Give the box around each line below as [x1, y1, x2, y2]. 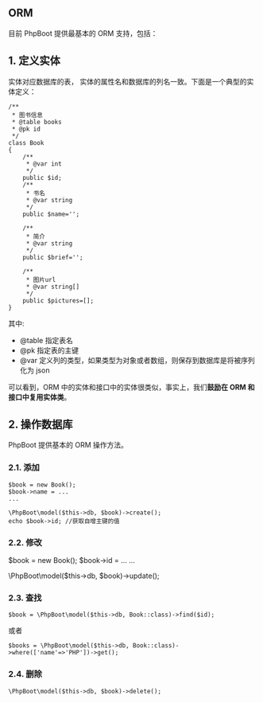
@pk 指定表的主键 [19, 346, 79, 355]
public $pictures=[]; [22, 296, 94, 305]
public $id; [22, 174, 62, 182]
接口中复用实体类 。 [8, 392, 72, 401]
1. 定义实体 [8, 54, 61, 68]
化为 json [19, 365, 50, 375]
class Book [8, 139, 44, 146]
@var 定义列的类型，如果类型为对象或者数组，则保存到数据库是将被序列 [19, 355, 256, 365]
